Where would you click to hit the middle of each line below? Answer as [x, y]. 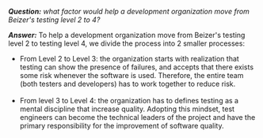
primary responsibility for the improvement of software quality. [122, 126]
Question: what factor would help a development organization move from [129, 11]
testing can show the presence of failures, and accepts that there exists [137, 67]
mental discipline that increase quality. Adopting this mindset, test [127, 109]
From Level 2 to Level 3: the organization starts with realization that [129, 59]
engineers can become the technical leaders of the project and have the [137, 117]
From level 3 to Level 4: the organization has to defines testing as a [129, 101]
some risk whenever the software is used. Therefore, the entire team [131, 75]
